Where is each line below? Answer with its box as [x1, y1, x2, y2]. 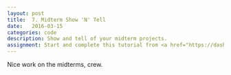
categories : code [7, 29, 57, 36]
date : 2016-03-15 [7, 22, 63, 29]
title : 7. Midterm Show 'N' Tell [7, 16, 107, 23]
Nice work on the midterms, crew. [7, 61, 103, 68]
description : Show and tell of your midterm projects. [7, 35, 168, 42]
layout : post [7, 10, 45, 17]
